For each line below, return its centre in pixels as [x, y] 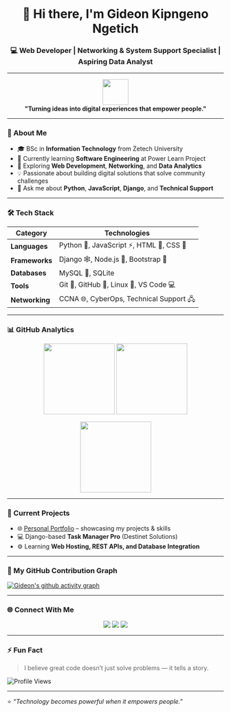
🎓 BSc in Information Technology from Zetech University [100, 148]
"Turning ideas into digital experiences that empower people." [115, 109]
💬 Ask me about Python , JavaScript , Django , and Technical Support [115, 188]
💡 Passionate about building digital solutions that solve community [111, 173]
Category [32, 233]
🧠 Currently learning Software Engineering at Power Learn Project [111, 158]
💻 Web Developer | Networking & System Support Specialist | [115, 51]
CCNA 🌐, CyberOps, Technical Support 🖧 [127, 299]
